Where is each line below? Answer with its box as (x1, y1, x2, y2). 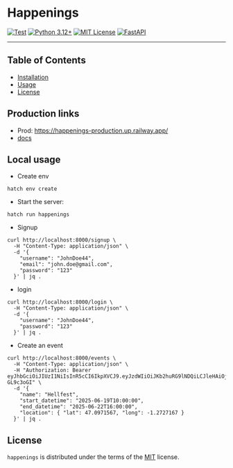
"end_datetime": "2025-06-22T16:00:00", (19, 403, 138, 410)
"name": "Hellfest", (19, 391, 79, 399)
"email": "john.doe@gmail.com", (19, 261, 113, 268)
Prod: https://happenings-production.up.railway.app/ (17, 126, 169, 135)
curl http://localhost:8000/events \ (7, 355, 116, 362)
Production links (7, 108, 80, 119)
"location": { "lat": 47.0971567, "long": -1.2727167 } (19, 410, 185, 417)
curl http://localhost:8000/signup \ (7, 237, 116, 244)
